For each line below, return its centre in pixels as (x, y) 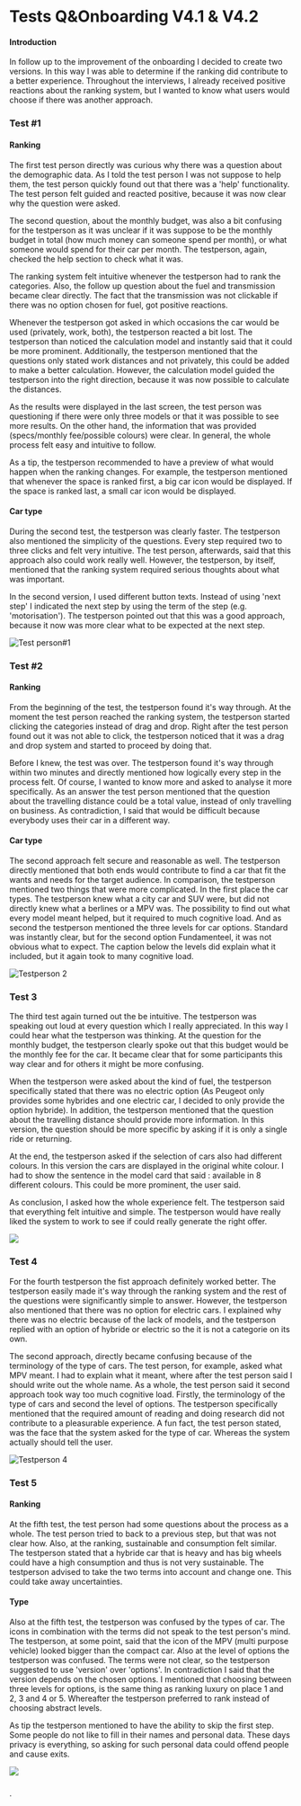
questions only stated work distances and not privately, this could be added (150, 360)
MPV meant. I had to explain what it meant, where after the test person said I (151, 1375)
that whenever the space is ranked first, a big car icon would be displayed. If (151, 481)
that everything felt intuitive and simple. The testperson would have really (145, 1212)
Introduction (33, 41)
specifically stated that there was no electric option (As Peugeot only (137, 1091)
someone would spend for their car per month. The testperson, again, (138, 249)
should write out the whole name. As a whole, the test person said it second (150, 1384)
